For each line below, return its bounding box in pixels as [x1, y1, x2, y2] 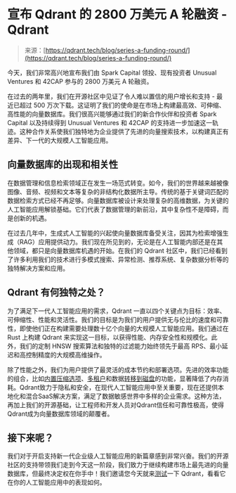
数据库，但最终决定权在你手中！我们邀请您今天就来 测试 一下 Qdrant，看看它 [7, 469, 226, 478]
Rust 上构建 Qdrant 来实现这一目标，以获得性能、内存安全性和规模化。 [7, 333, 212, 341]
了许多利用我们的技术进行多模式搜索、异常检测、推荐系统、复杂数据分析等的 [7, 255, 229, 264]
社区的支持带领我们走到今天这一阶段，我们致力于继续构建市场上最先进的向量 [7, 461, 229, 469]
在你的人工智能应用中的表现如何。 [7, 478, 106, 487]
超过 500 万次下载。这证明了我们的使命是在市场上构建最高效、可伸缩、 [19, 101, 225, 109]
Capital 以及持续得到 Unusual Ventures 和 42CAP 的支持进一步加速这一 [7, 118, 213, 127]
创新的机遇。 [13, 214, 51, 222]
